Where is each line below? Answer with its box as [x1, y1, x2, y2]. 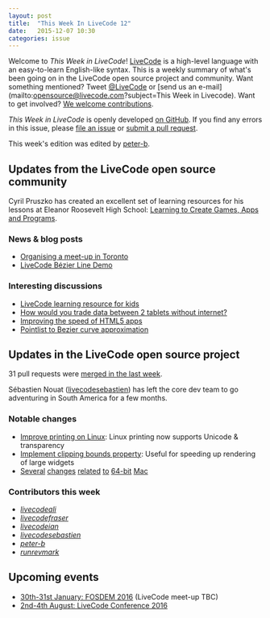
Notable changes [8, 413, 77, 425]
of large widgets [19, 457, 75, 467]
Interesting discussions [8, 280, 103, 292]
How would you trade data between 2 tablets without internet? [19, 307, 227, 317]
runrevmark [19, 547, 60, 557]
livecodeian [19, 521, 59, 532]
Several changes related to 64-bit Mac [19, 466, 148, 475]
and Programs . [8, 214, 58, 223]
